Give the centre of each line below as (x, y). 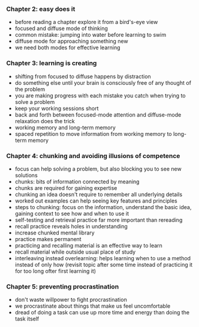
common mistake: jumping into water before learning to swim (91, 35)
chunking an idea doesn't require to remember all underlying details (99, 194)
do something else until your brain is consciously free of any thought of (103, 82)
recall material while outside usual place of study (75, 252)
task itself (27, 319)
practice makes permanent (48, 239)
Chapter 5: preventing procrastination (63, 286)
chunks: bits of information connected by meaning (77, 182)
